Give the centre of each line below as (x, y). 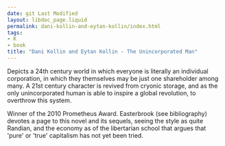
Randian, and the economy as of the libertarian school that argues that (107, 128)
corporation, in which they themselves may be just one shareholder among (113, 78)
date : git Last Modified (43, 13)
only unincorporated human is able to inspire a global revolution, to (102, 93)
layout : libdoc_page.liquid (47, 20)
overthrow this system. (39, 100)
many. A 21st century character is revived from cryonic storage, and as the (113, 86)
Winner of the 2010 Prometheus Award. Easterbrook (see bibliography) (107, 113)
